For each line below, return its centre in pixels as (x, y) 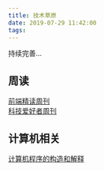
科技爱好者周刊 (32, 111)
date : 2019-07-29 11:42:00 (52, 23)
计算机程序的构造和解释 (46, 159)
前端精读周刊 (29, 101)
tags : (17, 30)
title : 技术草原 (32, 15)
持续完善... (25, 54)
